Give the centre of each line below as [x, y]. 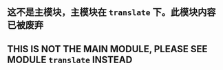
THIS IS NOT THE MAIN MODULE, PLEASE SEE [107, 49]
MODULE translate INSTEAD [70, 59]
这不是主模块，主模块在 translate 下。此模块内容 [111, 12]
